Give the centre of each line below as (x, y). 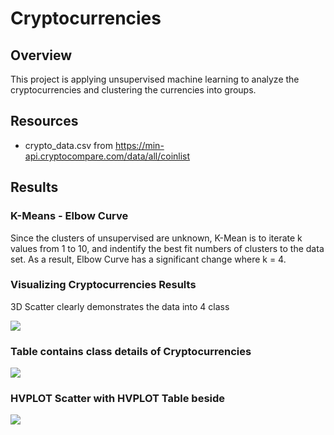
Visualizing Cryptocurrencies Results (103, 285)
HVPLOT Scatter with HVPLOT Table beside (118, 399)
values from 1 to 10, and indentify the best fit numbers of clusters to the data (167, 248)
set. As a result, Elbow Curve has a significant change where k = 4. (148, 259)
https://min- (139, 145)
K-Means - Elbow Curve (69, 216)
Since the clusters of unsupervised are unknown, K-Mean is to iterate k (156, 238)
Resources (44, 121)
